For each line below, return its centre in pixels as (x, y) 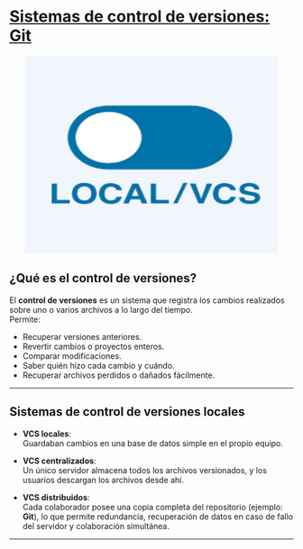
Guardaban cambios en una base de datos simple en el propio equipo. (153, 443)
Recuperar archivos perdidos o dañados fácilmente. (119, 375)
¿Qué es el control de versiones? (103, 278)
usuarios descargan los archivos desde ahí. (103, 480)
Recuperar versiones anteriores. (82, 336)
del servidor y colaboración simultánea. (96, 526)
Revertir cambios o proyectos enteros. (93, 346)
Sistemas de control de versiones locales (127, 412)
